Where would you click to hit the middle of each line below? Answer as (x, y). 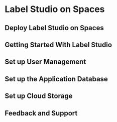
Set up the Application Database (56, 79)
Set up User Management (45, 62)
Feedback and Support (41, 113)
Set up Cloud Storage (39, 96)
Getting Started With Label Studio (59, 44)
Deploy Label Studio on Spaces (54, 28)
